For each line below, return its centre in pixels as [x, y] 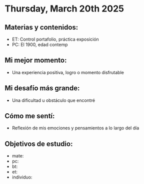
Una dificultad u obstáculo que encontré [53, 100]
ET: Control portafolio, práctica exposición [55, 39]
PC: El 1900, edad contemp [40, 45]
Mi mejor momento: [36, 60]
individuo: [22, 177]
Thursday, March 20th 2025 [64, 9]
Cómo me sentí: [30, 116]
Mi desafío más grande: [42, 88]
